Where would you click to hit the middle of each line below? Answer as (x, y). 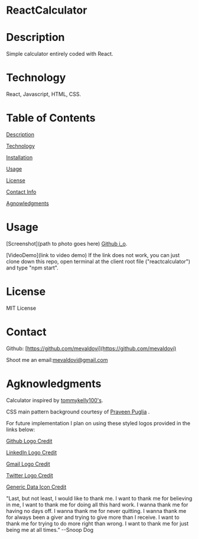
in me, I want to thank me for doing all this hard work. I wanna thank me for (97, 505)
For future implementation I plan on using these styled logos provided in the (98, 423)
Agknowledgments (54, 384)
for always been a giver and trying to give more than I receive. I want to (93, 517)
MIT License (21, 308)
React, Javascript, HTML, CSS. (44, 94)
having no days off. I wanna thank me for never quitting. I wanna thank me (96, 511)
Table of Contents (51, 118)
